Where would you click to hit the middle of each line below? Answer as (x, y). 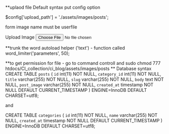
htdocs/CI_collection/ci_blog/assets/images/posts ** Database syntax (78, 69)
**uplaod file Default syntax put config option (53, 7)
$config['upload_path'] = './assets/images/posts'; (57, 17)
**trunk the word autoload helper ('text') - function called (65, 48)
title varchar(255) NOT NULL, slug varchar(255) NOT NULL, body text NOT (84, 79)
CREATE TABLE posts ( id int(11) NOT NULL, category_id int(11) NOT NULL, (83, 74)
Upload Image (20, 37)
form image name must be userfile (41, 27)
